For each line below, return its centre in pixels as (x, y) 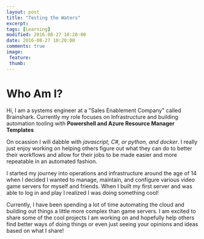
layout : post (23, 12)
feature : (20, 58)
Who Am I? (35, 93)
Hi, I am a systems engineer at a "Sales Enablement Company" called (94, 110)
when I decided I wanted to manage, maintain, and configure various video (100, 180)
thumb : (17, 63)
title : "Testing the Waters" (43, 18)
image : (15, 52)
